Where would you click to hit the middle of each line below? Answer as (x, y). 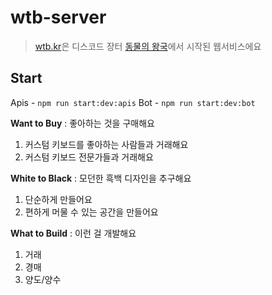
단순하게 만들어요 (58, 199)
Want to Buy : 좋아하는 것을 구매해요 (82, 123)
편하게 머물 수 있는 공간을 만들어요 (91, 212)
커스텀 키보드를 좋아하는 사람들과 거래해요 (106, 144)
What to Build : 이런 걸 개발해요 (73, 233)
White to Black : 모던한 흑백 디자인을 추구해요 (101, 178)
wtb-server (58, 17)
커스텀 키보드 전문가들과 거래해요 (89, 157)
